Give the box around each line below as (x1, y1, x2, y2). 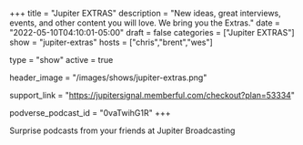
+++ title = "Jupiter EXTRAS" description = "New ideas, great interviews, (9, 8, 282, 18)
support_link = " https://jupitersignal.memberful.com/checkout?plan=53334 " (9, 90, 296, 100)
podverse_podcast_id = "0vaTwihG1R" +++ (9, 108, 171, 118)
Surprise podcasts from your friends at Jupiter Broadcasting (9, 125, 236, 136)
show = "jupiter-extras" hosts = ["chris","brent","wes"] (9, 36, 214, 47)
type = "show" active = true (9, 55, 114, 65)
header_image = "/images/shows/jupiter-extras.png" (9, 72, 207, 83)
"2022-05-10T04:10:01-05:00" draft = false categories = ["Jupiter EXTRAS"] (9, 27, 295, 37)
